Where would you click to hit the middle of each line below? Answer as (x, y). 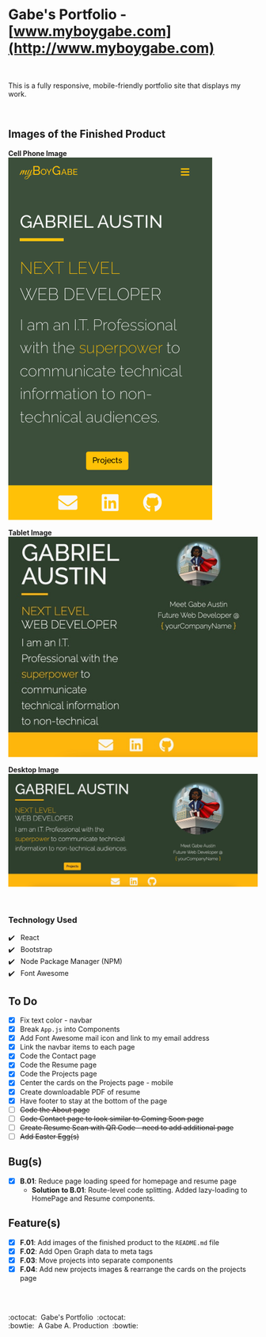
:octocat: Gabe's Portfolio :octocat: (67, 1317)
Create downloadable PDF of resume (80, 1091)
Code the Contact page (58, 1056)
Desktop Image (34, 770)
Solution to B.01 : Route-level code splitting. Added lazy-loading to (139, 1190)
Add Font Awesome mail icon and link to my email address (114, 1038)
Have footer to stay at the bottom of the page (93, 1101)
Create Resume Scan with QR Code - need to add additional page (127, 1127)
